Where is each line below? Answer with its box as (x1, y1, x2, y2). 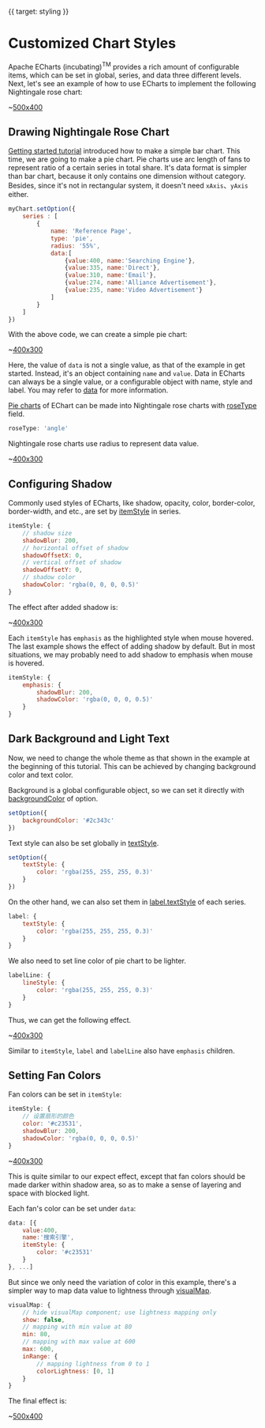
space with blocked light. (8, 1188, 90, 1198)
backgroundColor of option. (8, 794, 99, 803)
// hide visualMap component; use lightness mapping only (22, 1309, 217, 1316)
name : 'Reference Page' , (50, 227, 132, 236)
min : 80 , (22, 1331, 51, 1339)
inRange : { (22, 1352, 58, 1360)
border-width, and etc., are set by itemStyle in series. (8, 506, 181, 517)
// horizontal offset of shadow (22, 544, 129, 552)
